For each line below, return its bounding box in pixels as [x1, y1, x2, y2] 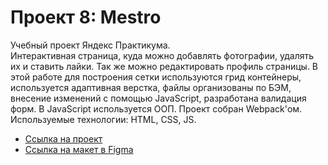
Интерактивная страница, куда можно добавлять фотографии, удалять [10, 49, 315, 61]
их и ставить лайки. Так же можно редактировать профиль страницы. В [10, 60, 319, 72]
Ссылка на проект [24, 132, 103, 145]
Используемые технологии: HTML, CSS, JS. [10, 113, 197, 125]
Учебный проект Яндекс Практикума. [10, 39, 171, 51]
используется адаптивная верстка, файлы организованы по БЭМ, [10, 81, 292, 93]
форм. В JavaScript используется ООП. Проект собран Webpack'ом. [10, 102, 303, 115]
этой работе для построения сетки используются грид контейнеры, [10, 71, 302, 83]
